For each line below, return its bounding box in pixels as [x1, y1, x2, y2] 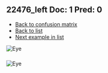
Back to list [14, 27, 43, 34]
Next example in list [14, 33, 65, 41]
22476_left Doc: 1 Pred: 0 [6, 5, 103, 15]
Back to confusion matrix [14, 20, 77, 28]
